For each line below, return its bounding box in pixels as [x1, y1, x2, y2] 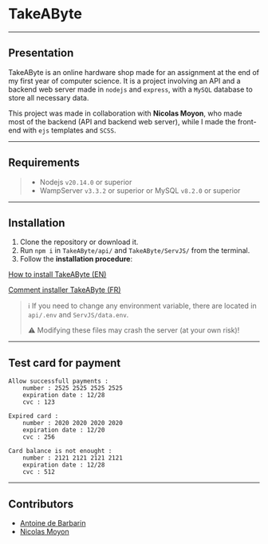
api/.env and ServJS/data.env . [27, 310, 129, 320]
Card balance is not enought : [8, 447, 112, 455]
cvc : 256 [22, 433, 56, 441]
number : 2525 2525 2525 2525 [22, 384, 124, 392]
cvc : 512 [22, 468, 56, 476]
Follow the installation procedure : [19, 254, 133, 264]
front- [237, 116, 257, 126]
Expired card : [8, 412, 59, 420]
